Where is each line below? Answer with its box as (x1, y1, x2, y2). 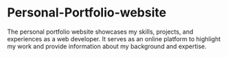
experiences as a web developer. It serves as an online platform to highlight (7, 34, 221, 43)
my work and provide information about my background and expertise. (7, 42, 207, 50)
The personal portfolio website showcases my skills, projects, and (7, 27, 194, 36)
